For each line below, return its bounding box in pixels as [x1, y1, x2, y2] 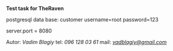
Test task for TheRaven [6, 5, 64, 12]
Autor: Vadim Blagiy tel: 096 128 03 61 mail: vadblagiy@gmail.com [6, 39, 167, 45]
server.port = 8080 [6, 27, 52, 34]
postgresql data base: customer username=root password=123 [6, 16, 159, 23]
